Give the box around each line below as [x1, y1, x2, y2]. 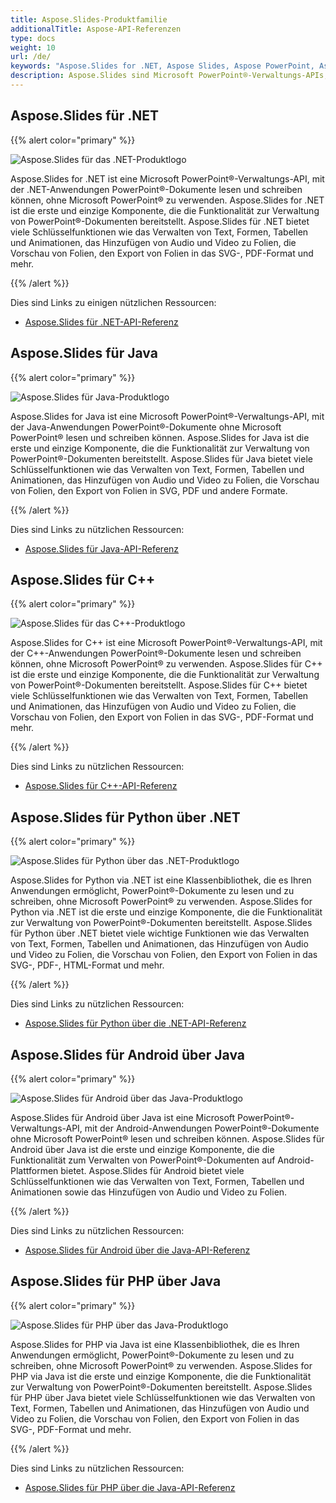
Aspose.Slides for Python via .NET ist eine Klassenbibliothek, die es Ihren [10, 874, 312, 886]
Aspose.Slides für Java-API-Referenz [24, 542, 180, 555]
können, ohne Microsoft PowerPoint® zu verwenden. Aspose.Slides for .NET [10, 194, 325, 206]
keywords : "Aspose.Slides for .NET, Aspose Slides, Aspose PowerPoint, [10, 61, 315, 71]
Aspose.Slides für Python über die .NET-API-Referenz [24, 1017, 247, 1030]
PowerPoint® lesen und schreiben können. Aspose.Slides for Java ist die [10, 431, 310, 443]
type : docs [10, 33, 56, 43]
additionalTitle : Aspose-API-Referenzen [10, 24, 182, 34]
